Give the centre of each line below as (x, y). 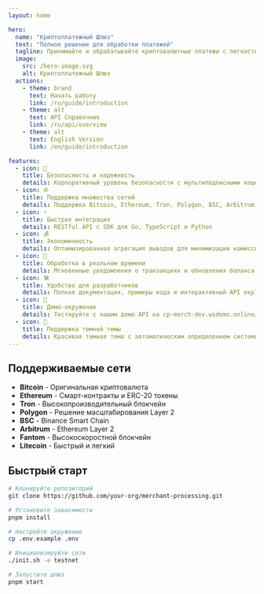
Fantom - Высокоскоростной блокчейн (85, 437)
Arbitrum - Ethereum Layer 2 (67, 429)
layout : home (29, 15)
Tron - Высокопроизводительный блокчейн (93, 404)
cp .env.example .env (44, 539)
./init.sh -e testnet (44, 561)
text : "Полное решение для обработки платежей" (95, 44)
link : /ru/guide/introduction (78, 103)
